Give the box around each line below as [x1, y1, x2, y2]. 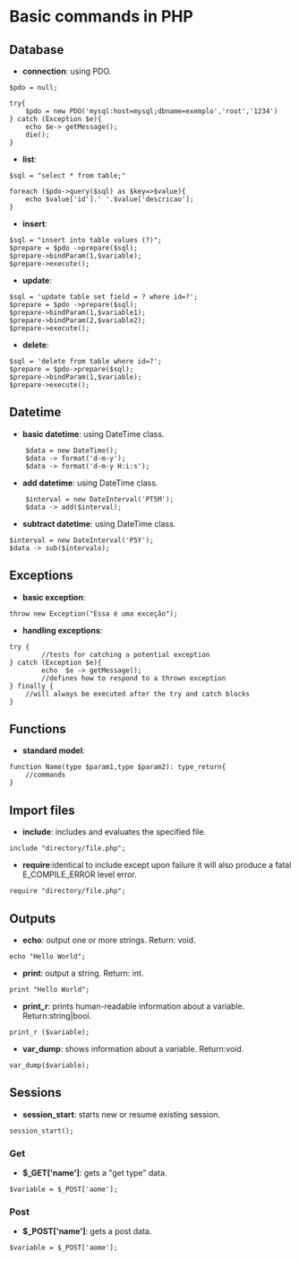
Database [9, 42, 64, 57]
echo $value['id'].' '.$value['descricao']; [25, 195, 194, 204]
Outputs [9, 911, 56, 926]
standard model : [21, 745, 85, 756]
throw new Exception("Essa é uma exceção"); [9, 609, 178, 618]
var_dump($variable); [9, 1061, 90, 1070]
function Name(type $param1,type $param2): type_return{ [9, 763, 226, 772]
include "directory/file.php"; [9, 844, 126, 854]
